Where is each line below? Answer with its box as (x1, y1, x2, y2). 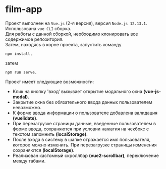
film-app (5, 4, 42, 15)
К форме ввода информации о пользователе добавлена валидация (12, 110, 158, 116)
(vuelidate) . (12, 115, 38, 121)
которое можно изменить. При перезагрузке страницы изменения (12, 142, 157, 148)
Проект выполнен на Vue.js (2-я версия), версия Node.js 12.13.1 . (5, 20, 147, 26)
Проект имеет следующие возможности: (5, 78, 94, 84)
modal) (12, 94, 28, 100)
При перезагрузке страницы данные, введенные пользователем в (12, 120, 156, 126)
